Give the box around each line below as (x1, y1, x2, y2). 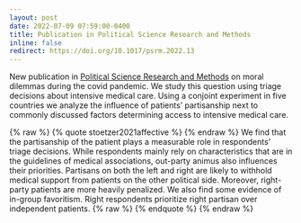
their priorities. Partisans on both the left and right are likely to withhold (9, 165, 272, 176)
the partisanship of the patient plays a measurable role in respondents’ (9, 137, 271, 147)
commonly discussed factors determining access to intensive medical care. (9, 110, 289, 120)
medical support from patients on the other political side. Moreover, (9, 174, 259, 185)
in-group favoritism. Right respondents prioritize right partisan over (9, 194, 258, 205)
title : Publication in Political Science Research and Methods (9, 30, 252, 39)
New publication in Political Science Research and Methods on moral (9, 71, 264, 82)
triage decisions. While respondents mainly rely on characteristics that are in (9, 146, 293, 157)
